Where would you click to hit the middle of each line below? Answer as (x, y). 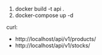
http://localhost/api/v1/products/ (55, 39)
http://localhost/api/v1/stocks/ (53, 46)
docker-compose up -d (44, 15)
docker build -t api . (40, 9)
